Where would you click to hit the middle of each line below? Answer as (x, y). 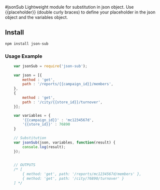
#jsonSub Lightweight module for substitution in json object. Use (69, 7)
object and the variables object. (36, 17)
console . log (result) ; (44, 147)
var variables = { (32, 115)
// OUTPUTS (25, 165)
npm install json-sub (27, 44)
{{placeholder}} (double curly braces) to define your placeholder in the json (80, 12)
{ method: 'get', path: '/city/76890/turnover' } (73, 178)
